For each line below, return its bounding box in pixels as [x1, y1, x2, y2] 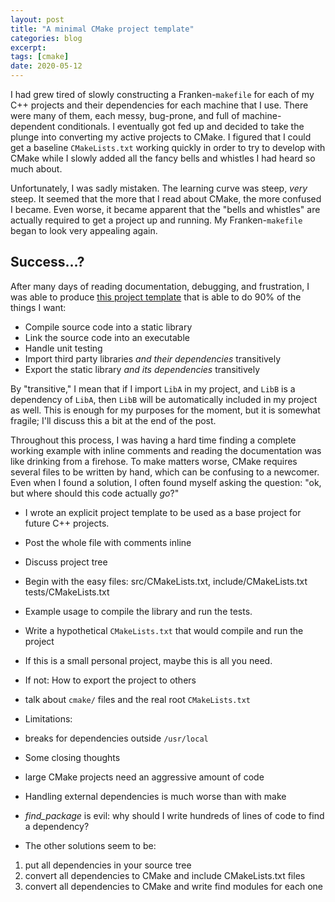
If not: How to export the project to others [24, 674, 197, 686]
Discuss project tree [24, 556, 108, 568]
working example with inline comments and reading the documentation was [10, 444, 322, 456]
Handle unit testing [24, 342, 103, 354]
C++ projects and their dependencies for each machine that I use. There [10, 99, 309, 111]
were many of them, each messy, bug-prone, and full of [10, 110, 240, 121]
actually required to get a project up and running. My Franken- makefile [10, 214, 303, 226]
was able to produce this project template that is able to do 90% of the [10, 291, 302, 303]
